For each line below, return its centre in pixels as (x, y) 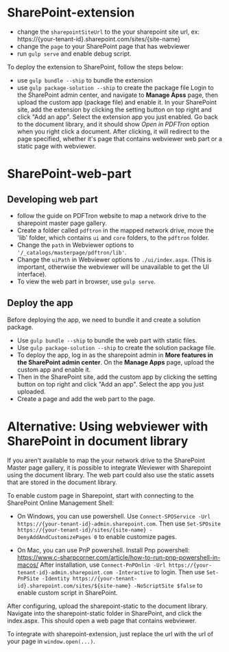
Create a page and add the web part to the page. (86, 399)
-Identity (56, 578)
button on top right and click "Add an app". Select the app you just (110, 384)
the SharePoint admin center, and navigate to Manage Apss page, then (117, 95)
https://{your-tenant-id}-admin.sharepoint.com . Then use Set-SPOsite (119, 523)
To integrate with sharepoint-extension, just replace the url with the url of (110, 633)
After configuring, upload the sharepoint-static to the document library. (107, 606)
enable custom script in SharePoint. (67, 592)
